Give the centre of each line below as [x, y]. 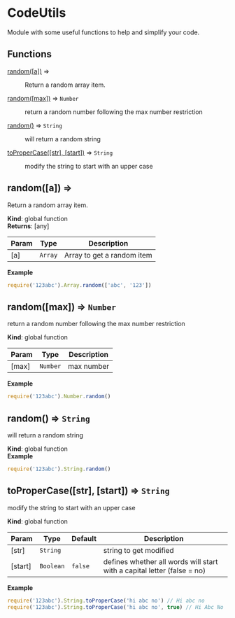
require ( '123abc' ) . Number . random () [59, 397]
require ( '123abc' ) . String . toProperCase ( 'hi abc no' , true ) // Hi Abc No [115, 607]
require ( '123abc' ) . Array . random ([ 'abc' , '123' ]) [79, 285]
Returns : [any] [28, 226]
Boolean [52, 566]
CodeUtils [37, 13]
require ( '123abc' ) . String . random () [59, 469]
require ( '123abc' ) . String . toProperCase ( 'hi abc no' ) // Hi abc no [106, 601]
